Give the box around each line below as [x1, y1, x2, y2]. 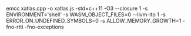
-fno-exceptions [24, 23, 64, 30]
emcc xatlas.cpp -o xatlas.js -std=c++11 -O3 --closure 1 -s [6, 5, 148, 12]
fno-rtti [6, 23, 24, 30]
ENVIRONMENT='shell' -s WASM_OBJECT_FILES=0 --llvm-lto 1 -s [6, 11, 166, 18]
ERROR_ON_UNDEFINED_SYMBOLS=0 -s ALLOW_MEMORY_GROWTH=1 [6, 17, 182, 24]
